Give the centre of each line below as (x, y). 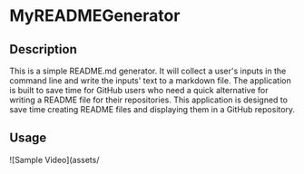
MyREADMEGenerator (95, 16)
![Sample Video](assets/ (54, 159)
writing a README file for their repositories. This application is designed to (149, 100)
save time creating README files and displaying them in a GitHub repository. (152, 109)
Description (43, 49)
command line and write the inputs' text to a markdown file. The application (151, 81)
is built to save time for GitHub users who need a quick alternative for (139, 90)
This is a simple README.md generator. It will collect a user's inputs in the (148, 71)
